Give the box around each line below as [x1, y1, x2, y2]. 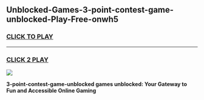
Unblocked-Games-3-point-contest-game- [6, 5, 174, 15]
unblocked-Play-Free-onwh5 [6, 15, 119, 25]
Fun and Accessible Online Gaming [6, 87, 97, 94]
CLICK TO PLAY [6, 33, 53, 41]
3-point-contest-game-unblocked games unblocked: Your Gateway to [6, 80, 187, 87]
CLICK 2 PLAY [6, 55, 49, 64]
